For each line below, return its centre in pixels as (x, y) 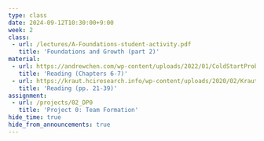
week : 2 (21, 30)
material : (24, 60)
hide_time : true (35, 117)
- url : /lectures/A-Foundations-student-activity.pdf (101, 45)
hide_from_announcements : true (59, 125)
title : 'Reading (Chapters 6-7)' (73, 74)
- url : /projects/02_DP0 (52, 103)
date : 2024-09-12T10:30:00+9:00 (61, 23)
